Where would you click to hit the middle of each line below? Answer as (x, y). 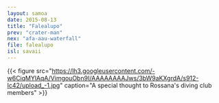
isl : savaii (24, 52)
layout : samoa (27, 13)
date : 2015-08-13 (32, 20)
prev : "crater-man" (35, 32)
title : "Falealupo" (35, 26)
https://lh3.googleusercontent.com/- (103, 71)
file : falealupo (30, 45)
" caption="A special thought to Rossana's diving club (136, 85)
